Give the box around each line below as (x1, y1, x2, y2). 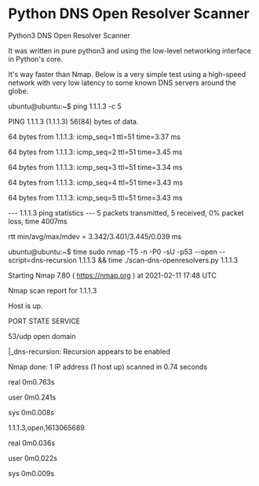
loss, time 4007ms (8, 216, 68, 226)
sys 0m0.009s (8, 469, 55, 478)
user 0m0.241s (8, 392, 57, 402)
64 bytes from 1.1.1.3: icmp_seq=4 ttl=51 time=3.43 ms (8, 178, 183, 187)
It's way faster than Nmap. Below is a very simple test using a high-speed (8, 69, 246, 79)
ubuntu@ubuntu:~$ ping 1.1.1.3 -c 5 (8, 101, 122, 111)
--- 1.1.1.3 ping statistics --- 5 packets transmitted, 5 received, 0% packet (8, 208, 245, 217)
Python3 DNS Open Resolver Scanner (8, 31, 131, 40)
